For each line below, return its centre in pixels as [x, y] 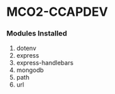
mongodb [30, 70]
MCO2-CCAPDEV [57, 12]
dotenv [26, 48]
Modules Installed [37, 34]
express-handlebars [45, 63]
